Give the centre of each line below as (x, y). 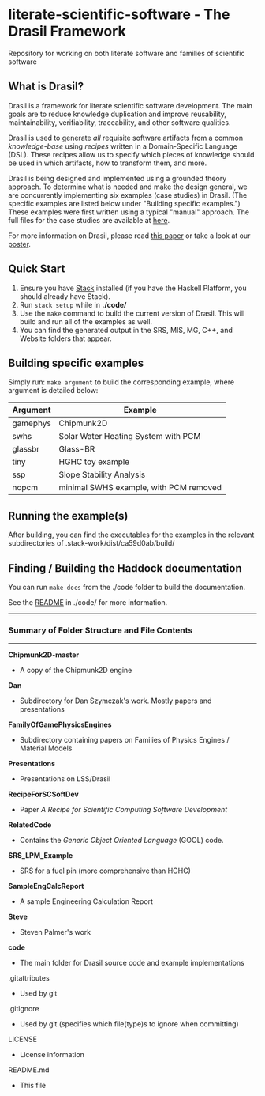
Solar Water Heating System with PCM (130, 437)
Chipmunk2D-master (44, 655)
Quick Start (37, 269)
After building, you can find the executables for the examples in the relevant (131, 535)
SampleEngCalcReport (46, 886)
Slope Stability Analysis (102, 474)
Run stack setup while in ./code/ (73, 304)
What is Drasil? (46, 87)
